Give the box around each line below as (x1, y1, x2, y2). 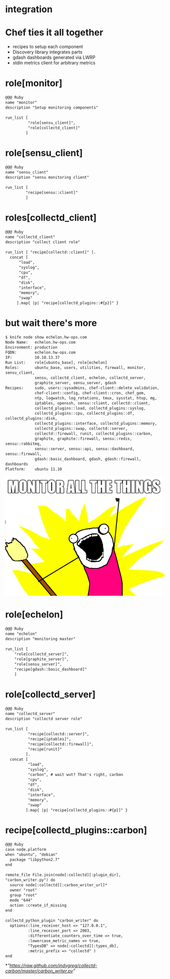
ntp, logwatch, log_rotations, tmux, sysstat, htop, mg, (34, 395, 157, 400)
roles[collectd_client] (5, 212, 97, 224)
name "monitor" (5, 100, 37, 105)
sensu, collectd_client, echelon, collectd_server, (34, 375, 146, 380)
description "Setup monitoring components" (5, 105, 99, 110)
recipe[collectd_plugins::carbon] (5, 824, 147, 836)
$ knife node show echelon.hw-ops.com (5, 334, 87, 340)
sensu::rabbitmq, (5, 441, 42, 446)
